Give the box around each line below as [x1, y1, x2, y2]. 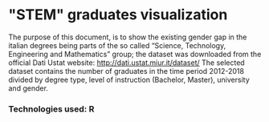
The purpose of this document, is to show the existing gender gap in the [8, 32, 247, 42]
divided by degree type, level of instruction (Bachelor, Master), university [8, 75, 251, 84]
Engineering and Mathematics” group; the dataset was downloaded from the [8, 49, 262, 59]
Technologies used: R [8, 103, 95, 114]
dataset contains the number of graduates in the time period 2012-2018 [8, 66, 245, 75]
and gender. [8, 83, 48, 93]
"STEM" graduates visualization [8, 6, 228, 24]
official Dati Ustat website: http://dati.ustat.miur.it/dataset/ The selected [8, 58, 245, 67]
